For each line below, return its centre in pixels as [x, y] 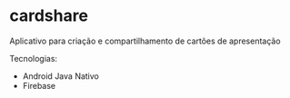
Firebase [39, 85]
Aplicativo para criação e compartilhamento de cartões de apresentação [145, 41]
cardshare [49, 16]
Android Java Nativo [61, 76]
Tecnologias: [33, 58]
